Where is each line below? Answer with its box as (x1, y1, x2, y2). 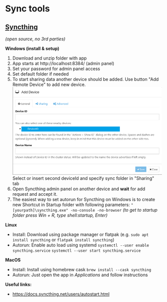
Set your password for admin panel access (12, 66, 100, 72)
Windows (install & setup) (5, 46, 60, 51)
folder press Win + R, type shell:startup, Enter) (12, 212, 108, 219)
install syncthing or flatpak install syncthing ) (12, 237, 115, 243)
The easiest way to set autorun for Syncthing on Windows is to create (12, 197, 156, 203)
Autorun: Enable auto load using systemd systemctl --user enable (12, 242, 149, 248)
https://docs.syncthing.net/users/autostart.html (12, 291, 110, 297)
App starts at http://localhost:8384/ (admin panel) (12, 61, 114, 66)
